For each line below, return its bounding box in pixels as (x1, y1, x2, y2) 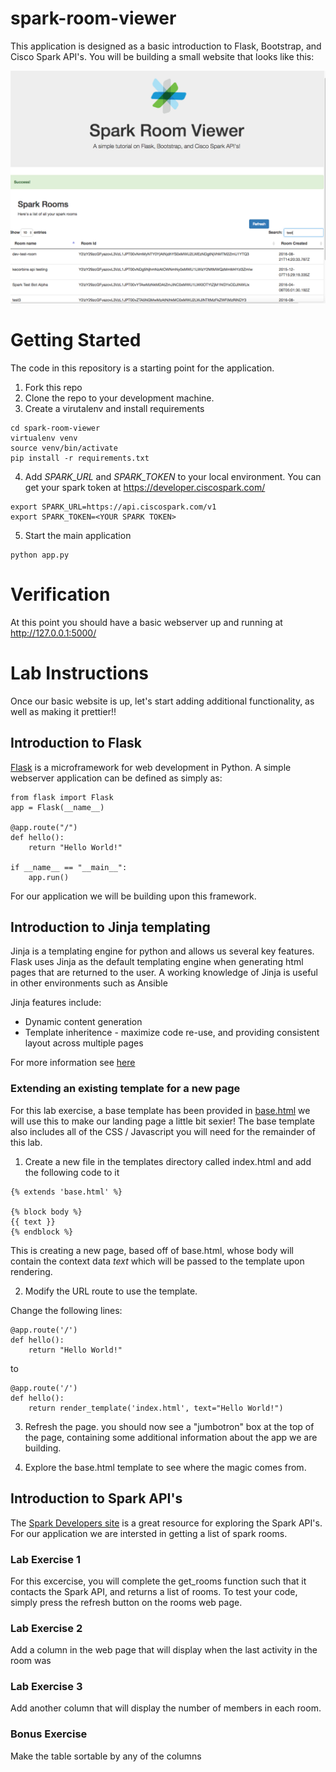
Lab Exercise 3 (10, 1680, 83, 1694)
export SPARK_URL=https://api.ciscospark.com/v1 (10, 502, 217, 512)
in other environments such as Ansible (10, 977, 168, 989)
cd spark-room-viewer (10, 423, 101, 433)
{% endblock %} (10, 1227, 74, 1237)
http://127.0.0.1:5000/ (10, 627, 97, 639)
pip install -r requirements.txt (10, 453, 150, 463)
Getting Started (10, 329, 142, 352)
